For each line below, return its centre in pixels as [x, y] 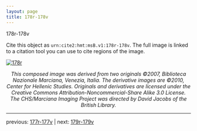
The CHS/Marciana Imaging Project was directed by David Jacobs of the [98, 99]
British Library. [98, 105]
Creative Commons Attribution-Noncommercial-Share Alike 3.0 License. [98, 92]
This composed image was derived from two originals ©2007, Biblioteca [98, 74]
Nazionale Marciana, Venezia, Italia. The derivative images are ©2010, [98, 80]
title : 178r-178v [27, 17]
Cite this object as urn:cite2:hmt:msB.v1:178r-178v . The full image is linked [97, 45]
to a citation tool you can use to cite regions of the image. [76, 51]
